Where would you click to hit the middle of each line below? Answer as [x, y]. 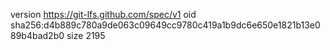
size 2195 [86, 35]
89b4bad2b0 [37, 35]
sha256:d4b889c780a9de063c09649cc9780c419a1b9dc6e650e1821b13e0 [165, 25]
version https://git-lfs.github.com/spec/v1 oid [103, 14]
